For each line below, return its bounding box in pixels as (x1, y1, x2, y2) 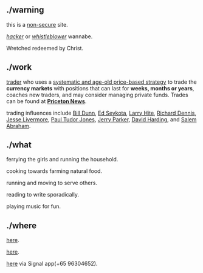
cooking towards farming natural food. (6, 167, 102, 175)
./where (6, 220, 37, 231)
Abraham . (6, 122, 31, 129)
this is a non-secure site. (6, 21, 68, 28)
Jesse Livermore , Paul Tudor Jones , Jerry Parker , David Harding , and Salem (6, 115, 197, 123)
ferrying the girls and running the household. (6, 156, 119, 163)
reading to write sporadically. (6, 191, 80, 198)
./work (6, 62, 32, 72)
